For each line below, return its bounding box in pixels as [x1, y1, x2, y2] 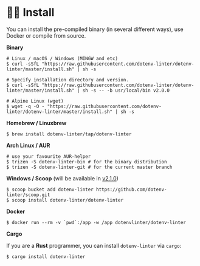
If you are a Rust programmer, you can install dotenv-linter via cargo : [6, 242, 182, 249]
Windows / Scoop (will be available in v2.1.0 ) [6, 174, 119, 182]
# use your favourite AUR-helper [6, 153, 91, 160]
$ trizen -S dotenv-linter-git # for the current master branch [6, 164, 173, 170]
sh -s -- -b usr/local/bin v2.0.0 [82, 87, 170, 94]
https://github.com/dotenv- [96, 186, 167, 193]
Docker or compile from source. [6, 32, 86, 39]
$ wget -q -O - [6, 103, 45, 109]
